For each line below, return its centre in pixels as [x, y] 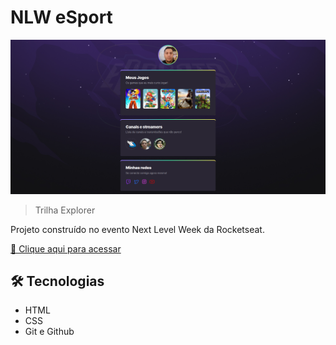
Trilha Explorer [65, 210]
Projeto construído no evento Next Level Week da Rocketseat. [137, 229]
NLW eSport [61, 17]
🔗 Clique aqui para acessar [66, 248]
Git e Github [49, 332]
